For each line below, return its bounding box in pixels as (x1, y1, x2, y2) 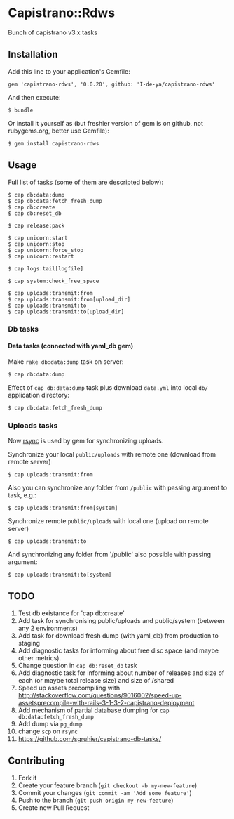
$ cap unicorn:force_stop (8, 247, 83, 254)
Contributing (8, 755, 65, 767)
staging (18, 638, 41, 647)
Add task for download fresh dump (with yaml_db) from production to (18, 631, 219, 640)
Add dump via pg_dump (18, 719, 83, 728)
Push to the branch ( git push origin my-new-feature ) (18, 796, 174, 804)
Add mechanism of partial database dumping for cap (18, 706, 170, 714)
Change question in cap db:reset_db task (18, 661, 137, 669)
